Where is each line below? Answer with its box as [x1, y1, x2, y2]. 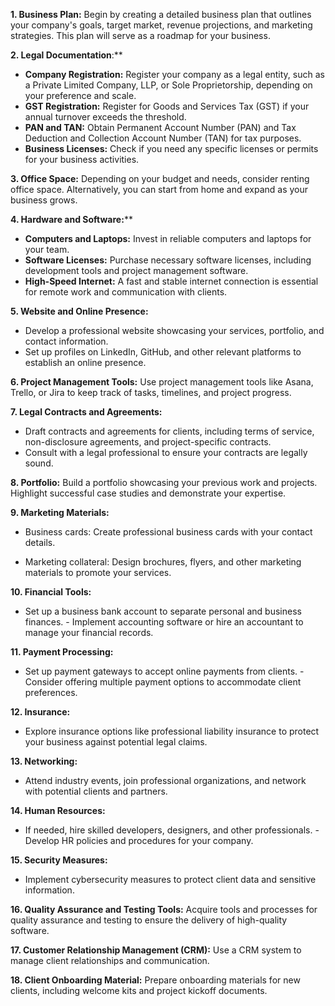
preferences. [24, 687, 78, 698]
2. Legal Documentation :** [10, 49, 123, 61]
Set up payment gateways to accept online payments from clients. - [24, 665, 305, 677]
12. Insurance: [10, 706, 71, 718]
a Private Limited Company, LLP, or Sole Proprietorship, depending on [24, 79, 313, 91]
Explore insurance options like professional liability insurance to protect [24, 725, 320, 737]
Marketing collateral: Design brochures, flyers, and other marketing [24, 556, 302, 568]
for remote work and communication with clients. [24, 286, 228, 298]
